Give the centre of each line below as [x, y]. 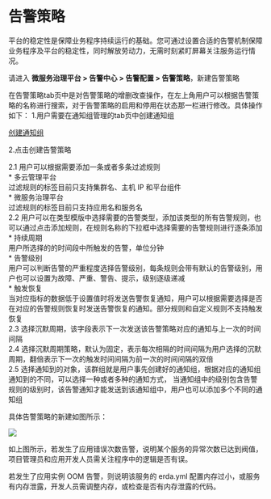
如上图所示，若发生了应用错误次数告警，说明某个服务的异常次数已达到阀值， [135, 449]
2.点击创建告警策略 [40, 150]
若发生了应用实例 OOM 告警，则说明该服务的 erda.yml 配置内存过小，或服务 [134, 476]
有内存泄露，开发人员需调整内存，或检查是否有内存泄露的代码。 [114, 486]
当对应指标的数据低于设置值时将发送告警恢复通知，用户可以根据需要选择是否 [135, 298]
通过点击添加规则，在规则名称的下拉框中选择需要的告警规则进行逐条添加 [142, 227]
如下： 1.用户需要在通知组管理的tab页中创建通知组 [92, 115]
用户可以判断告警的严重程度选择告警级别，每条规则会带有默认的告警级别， [132, 268]
